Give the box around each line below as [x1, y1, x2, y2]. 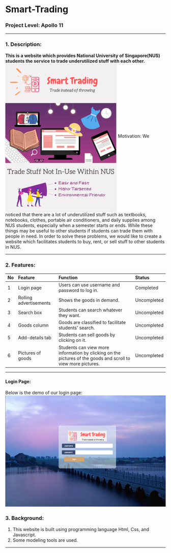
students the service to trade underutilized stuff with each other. [5, 57, 145, 64]
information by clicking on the [58, 350, 121, 356]
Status [135, 275, 150, 281]
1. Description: [5, 41, 42, 48]
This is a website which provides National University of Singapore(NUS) [5, 52, 160, 59]
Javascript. [12, 532, 37, 538]
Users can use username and [58, 282, 120, 288]
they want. [58, 312, 80, 318]
